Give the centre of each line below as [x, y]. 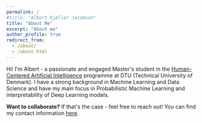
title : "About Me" [30, 23]
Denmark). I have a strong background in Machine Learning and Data [93, 82]
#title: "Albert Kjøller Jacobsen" [51, 18]
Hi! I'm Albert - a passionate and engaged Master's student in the [88, 69]
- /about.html [30, 52]
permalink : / [23, 12]
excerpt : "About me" [33, 29]
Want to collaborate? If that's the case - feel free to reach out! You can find [101, 107]
